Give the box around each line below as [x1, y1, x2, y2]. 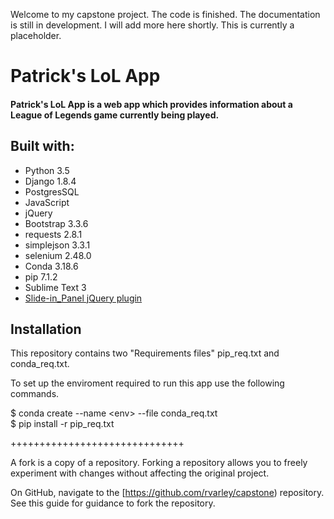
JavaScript [24, 196, 70, 208]
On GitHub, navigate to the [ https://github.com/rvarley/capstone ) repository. [10, 487, 325, 499]
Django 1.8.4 [24, 175, 77, 187]
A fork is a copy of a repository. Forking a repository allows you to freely [10, 457, 308, 469]
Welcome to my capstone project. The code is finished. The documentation [10, 9, 321, 20]
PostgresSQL [24, 185, 80, 198]
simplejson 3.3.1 [24, 239, 91, 251]
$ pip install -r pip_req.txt [10, 418, 115, 430]
